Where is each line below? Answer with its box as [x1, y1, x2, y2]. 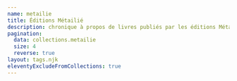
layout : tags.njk [7, 56, 59, 63]
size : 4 [13, 43, 37, 50]
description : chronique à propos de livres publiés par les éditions [7, 23, 217, 30]
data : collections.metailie [13, 37, 97, 44]
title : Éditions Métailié [7, 17, 83, 24]
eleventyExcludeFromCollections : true [7, 63, 121, 70]
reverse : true [13, 50, 55, 57]
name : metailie [7, 10, 52, 18]
